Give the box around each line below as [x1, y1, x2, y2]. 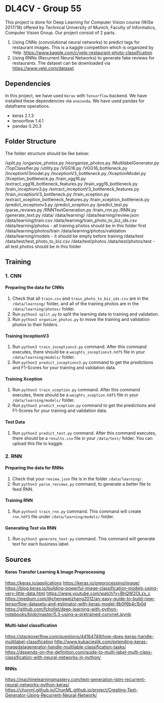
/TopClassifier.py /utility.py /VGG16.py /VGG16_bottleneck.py [5, 165, 128, 171]
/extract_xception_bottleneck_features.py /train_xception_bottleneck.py [5, 196, 150, 202]
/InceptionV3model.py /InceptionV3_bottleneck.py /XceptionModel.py [5, 170, 146, 176]
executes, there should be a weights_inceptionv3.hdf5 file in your [12, 349, 145, 355]
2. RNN [5, 453, 22, 460]
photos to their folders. [12, 322, 59, 327]
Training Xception [5, 376, 43, 381]
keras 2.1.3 [12, 113, 34, 118]
